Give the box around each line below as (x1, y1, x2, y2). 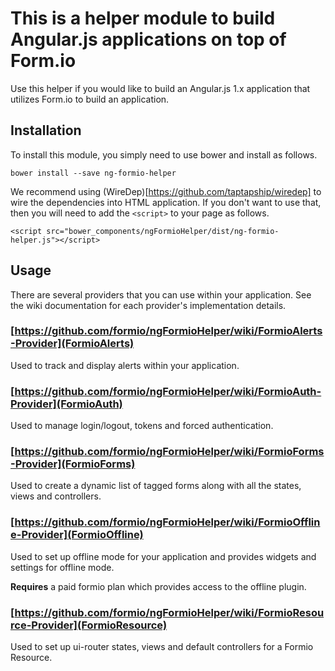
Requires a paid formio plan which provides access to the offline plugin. (10, 580, 307, 592)
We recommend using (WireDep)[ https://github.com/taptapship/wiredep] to (10, 185, 322, 197)
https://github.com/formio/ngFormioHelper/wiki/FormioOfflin (14, 515, 321, 529)
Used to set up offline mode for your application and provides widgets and (10, 550, 317, 562)
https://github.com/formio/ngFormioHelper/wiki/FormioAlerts (14, 324, 323, 338)
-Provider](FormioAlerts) (10, 337, 135, 351)
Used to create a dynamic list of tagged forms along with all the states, (10, 480, 302, 492)
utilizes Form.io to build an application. (10, 93, 170, 105)
